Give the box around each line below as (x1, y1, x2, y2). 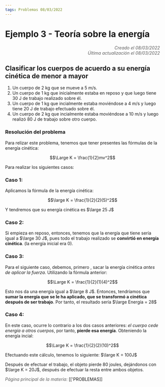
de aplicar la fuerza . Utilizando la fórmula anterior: (5, 269, 107, 275)
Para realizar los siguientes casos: (5, 164, 75, 170)
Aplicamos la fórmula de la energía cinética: (5, 188, 94, 193)
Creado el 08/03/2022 (114, 45, 160, 51)
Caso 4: (5, 311, 25, 318)
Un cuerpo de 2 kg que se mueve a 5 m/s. (12, 85, 97, 91)
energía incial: (5, 333, 33, 339)
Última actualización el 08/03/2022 (87, 50, 160, 56)
